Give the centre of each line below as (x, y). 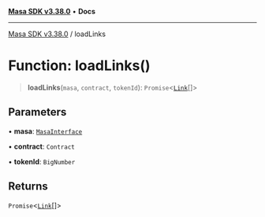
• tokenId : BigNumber (42, 161)
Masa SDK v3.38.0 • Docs (52, 11)
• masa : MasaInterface (45, 131)
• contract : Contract (41, 146)
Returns (28, 187)
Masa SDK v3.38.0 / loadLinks (57, 34)
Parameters (37, 112)
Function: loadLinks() (80, 66)
